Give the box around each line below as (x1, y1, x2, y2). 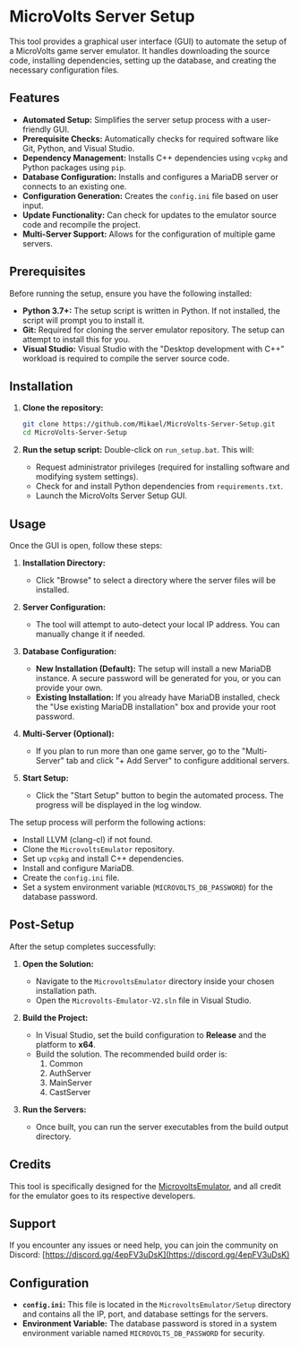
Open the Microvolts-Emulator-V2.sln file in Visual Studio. (35, 995, 253, 1006)
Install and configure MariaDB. (21, 862, 134, 873)
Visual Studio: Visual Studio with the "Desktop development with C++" (21, 343, 285, 354)
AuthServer (48, 1067, 91, 1078)
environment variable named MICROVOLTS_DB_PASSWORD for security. (21, 1328, 266, 1339)
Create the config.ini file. (21, 872, 120, 883)
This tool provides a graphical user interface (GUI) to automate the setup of (9, 36, 287, 47)
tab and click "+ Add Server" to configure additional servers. (65, 755, 290, 765)
